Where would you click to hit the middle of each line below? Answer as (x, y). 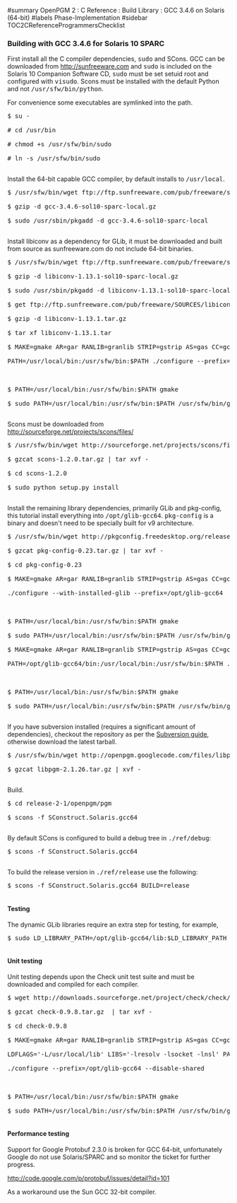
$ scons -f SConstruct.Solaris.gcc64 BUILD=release (99, 886)
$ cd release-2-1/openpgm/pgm (60, 804)
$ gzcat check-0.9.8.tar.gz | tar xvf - (80, 1011)
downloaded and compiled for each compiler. (73, 984)
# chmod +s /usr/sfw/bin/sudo (60, 145)
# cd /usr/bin (32, 130)
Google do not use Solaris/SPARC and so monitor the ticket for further (109, 1157)
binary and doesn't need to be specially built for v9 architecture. (101, 523)
